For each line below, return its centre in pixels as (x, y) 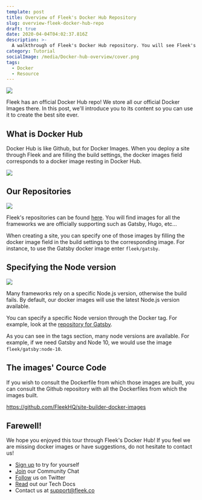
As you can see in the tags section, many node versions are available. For (98, 336)
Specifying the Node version (61, 267)
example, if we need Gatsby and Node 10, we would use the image (89, 342)
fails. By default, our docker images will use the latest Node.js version (93, 300)
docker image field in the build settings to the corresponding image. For (96, 242)
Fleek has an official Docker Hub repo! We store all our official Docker (93, 102)
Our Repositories (39, 192)
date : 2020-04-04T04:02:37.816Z (47, 34)
